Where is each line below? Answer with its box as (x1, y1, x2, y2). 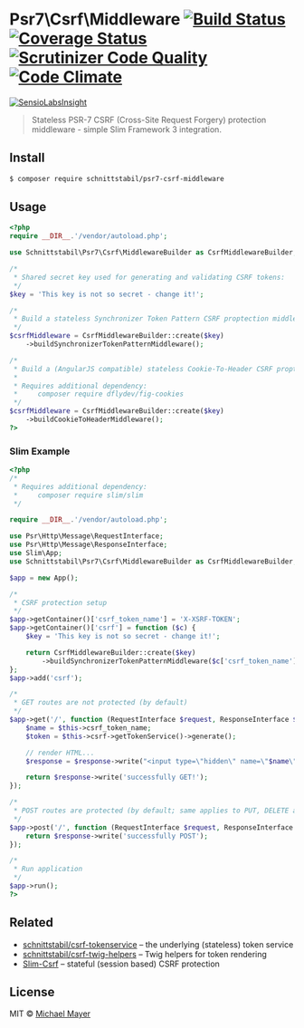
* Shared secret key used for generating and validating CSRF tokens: (13, 273, 285, 282)
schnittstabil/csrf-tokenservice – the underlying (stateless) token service (22, 938, 294, 950)
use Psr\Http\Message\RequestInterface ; (9, 532, 165, 541)
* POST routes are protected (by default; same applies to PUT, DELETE (13, 806, 290, 815)
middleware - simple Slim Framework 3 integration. (31, 123, 222, 135)
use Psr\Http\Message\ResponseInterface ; (9, 540, 168, 550)
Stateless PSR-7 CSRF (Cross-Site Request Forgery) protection (31, 114, 267, 125)
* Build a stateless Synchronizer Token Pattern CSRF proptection (13, 314, 270, 323)
